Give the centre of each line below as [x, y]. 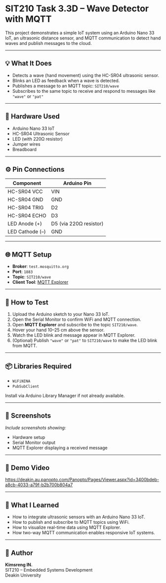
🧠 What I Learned [32, 505]
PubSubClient [26, 386]
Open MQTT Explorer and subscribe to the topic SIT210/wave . [75, 325]
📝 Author [19, 553]
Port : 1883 [22, 272]
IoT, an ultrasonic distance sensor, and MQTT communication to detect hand [83, 38]
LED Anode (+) [25, 224]
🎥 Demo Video [27, 468]
